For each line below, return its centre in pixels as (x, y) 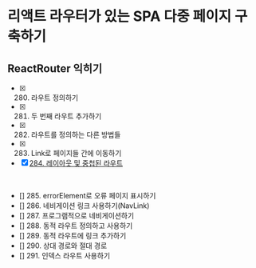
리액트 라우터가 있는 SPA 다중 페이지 (120, 16)
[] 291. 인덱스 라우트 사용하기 (65, 256)
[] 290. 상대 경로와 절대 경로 (63, 246)
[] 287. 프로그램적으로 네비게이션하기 (77, 216)
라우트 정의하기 (55, 98)
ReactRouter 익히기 (55, 68)
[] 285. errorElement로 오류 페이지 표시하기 (87, 196)
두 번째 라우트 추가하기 (66, 116)
